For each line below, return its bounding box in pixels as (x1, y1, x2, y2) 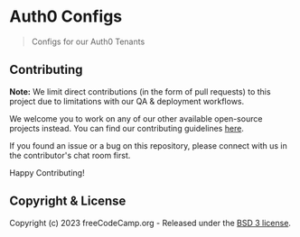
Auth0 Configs (9, 6, 123, 27)
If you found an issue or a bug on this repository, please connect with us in (9, 140, 287, 150)
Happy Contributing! (9, 167, 85, 178)
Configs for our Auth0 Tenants (31, 36, 145, 47)
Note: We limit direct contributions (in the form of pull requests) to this (9, 86, 271, 96)
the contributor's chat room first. (9, 150, 131, 160)
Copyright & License (9, 194, 127, 209)
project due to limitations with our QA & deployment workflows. (9, 96, 245, 106)
